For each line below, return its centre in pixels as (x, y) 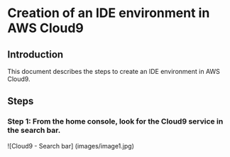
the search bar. (34, 131)
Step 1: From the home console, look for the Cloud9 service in (115, 121)
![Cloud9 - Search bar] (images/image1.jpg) (71, 146)
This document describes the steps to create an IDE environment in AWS (114, 71)
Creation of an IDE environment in (109, 13)
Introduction (35, 54)
